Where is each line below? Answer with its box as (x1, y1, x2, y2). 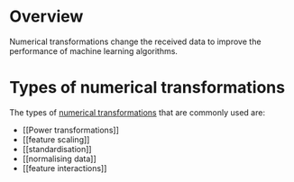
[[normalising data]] (22, 153, 96, 164)
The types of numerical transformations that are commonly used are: (9, 106, 266, 118)
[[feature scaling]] (22, 133, 90, 145)
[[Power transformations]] (22, 124, 119, 135)
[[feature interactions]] (22, 162, 107, 173)
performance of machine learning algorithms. (9, 45, 179, 56)
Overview (9, 6, 84, 27)
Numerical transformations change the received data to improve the (9, 36, 262, 47)
